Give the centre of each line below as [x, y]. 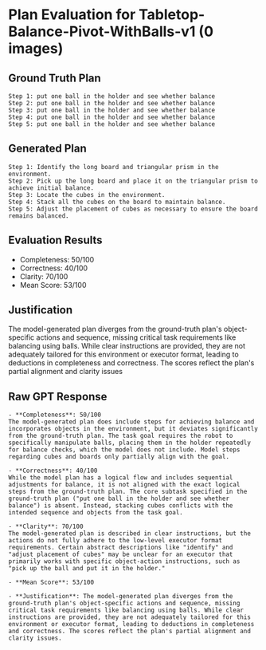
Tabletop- [172, 15]
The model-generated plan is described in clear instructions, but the [129, 534]
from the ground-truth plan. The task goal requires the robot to [121, 436]
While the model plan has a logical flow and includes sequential [121, 478]
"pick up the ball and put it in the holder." [87, 569]
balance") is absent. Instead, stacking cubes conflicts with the [121, 506]
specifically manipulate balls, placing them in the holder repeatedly [129, 443]
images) [36, 49]
